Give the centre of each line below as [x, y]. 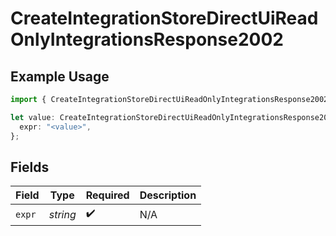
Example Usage [60, 76]
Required [107, 195]
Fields [30, 167]
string [62, 214]
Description [168, 195]
